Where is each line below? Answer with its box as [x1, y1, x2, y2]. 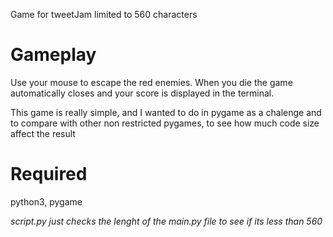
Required [10, 163, 88, 186]
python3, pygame [10, 195, 83, 208]
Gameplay [10, 44, 97, 66]
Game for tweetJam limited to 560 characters [10, 9, 198, 20]
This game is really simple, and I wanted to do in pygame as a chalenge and [10, 106, 322, 118]
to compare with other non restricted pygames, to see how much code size [10, 117, 320, 129]
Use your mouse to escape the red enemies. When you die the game [10, 76, 293, 88]
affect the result [10, 127, 76, 139]
